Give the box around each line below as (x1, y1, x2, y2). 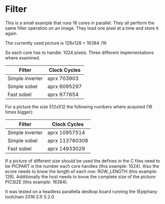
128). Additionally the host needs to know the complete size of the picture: (5, 173, 157, 179)
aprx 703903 (47, 75, 79, 82)
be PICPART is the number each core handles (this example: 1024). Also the (5, 163, 160, 169)
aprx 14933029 (47, 145, 85, 152)
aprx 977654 (47, 91, 79, 98)
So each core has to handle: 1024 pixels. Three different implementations (5, 50, 154, 55)
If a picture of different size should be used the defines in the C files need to (5, 157, 161, 164)
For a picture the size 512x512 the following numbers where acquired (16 (5, 103, 153, 109)
